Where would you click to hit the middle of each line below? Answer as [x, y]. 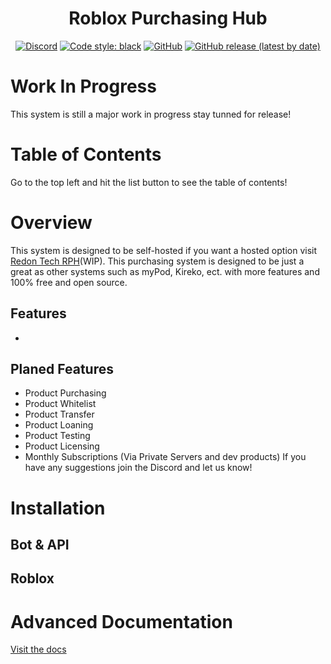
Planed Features [62, 368]
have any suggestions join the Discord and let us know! [138, 468]
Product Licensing [62, 446]
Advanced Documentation [121, 621]
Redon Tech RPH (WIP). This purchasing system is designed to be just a [157, 261]
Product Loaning [59, 425]
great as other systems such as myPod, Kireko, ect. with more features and [165, 271]
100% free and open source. [69, 282]
